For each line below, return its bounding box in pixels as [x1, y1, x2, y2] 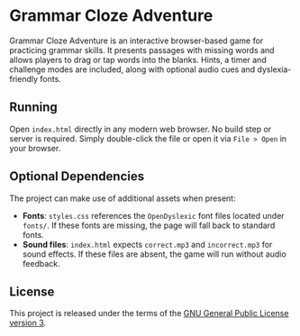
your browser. [9, 142, 61, 153]
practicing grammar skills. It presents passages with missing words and [9, 44, 275, 55]
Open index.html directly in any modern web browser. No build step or [9, 123, 272, 134]
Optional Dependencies [9, 168, 145, 185]
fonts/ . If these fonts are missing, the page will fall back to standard [22, 220, 276, 231]
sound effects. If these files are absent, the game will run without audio [22, 249, 286, 259]
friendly [9, 73, 39, 84]
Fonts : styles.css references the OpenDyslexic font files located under [22, 210, 286, 221]
